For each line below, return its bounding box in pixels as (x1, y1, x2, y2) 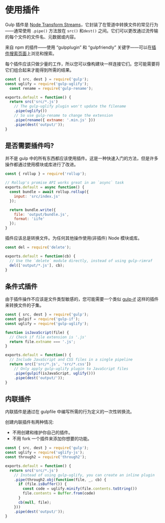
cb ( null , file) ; (18, 500, 52, 505)
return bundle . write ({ (9, 207, 56, 212)
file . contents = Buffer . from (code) (23, 491, 96, 496)
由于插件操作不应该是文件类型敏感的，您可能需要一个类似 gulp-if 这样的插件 (5, 296, 159, 302)
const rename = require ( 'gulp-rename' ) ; (9, 86, 93, 91)
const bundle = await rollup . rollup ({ (9, 189, 89, 194)
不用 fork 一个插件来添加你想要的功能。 (12, 436, 92, 442)
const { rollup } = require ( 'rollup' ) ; (5, 171, 87, 177)
